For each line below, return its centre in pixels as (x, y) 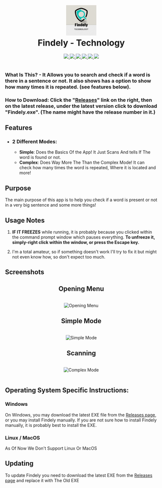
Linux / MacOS (22, 437)
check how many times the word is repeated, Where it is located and (88, 168)
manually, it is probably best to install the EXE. (51, 425)
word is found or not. (40, 157)
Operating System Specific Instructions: (67, 391)
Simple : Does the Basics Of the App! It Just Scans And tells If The (85, 152)
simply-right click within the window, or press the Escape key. (75, 243)
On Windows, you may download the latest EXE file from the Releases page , (81, 415)
